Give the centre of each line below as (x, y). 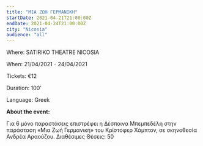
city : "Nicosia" (27, 29)
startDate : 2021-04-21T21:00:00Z (49, 18)
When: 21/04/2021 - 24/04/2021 (47, 64)
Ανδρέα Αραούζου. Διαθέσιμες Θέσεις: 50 (60, 137)
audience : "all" (27, 35)
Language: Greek (28, 100)
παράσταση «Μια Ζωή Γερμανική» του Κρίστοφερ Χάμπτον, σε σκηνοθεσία (102, 130)
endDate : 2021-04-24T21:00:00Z (46, 23)
